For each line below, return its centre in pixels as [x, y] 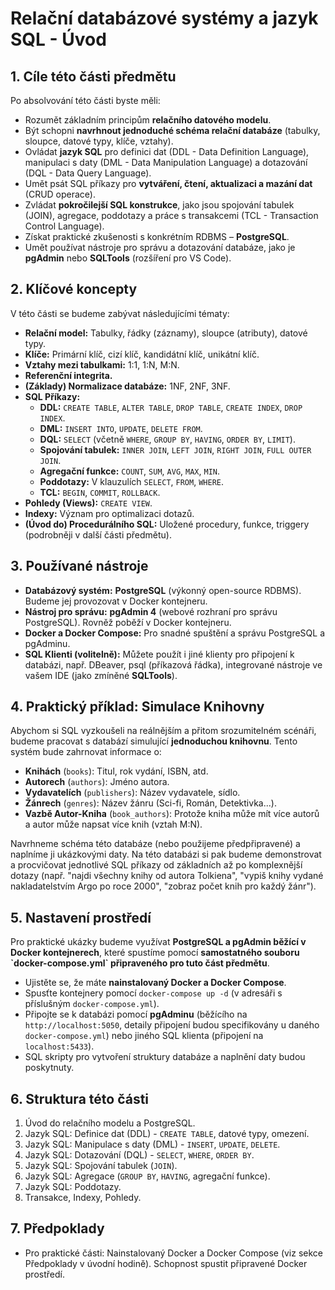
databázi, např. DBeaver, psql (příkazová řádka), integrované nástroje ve [173, 664]
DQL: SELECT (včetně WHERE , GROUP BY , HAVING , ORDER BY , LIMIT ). [167, 439]
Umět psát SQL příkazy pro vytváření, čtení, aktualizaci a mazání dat [168, 183]
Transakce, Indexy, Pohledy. [83, 1198]
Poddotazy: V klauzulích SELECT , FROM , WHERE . [131, 481]
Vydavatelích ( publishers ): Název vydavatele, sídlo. [132, 793]
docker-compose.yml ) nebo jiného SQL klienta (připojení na [144, 1036]
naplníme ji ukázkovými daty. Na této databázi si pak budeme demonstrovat [166, 854]
